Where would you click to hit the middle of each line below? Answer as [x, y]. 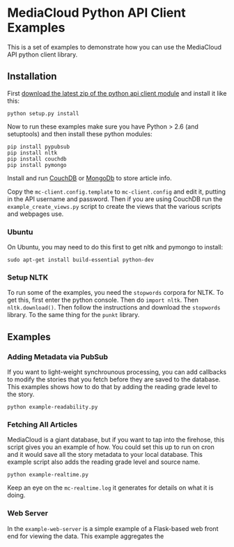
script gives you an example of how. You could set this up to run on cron [111, 447]
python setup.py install [43, 113]
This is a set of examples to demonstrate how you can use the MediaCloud [114, 47]
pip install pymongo [37, 165]
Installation [32, 76]
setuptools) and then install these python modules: [80, 133]
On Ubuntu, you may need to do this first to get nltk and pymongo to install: [115, 247]
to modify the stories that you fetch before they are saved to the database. [114, 379]
